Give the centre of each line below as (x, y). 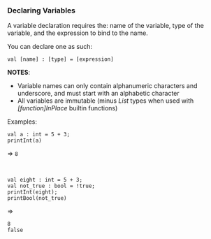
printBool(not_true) (37, 198)
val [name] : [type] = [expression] (60, 59)
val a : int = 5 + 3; (39, 135)
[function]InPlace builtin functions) (67, 108)
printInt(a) (24, 141)
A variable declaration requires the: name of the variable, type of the (105, 26)
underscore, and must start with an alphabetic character (98, 94)
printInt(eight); (32, 192)
